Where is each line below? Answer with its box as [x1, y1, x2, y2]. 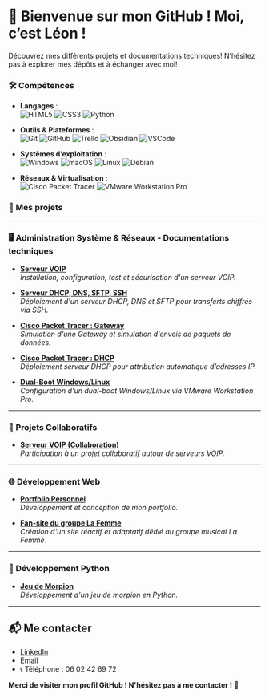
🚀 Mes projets [8, 202, 63, 213]
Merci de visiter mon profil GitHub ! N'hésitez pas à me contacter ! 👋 [8, 680, 239, 689]
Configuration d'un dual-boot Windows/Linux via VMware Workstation [19, 385, 254, 396]
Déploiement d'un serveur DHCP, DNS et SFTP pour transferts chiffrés [19, 296, 253, 306]
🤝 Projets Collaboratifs [8, 421, 98, 432]
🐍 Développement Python [8, 563, 110, 574]
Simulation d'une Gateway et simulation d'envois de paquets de [19, 329, 231, 339]
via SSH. [19, 305, 49, 315]
